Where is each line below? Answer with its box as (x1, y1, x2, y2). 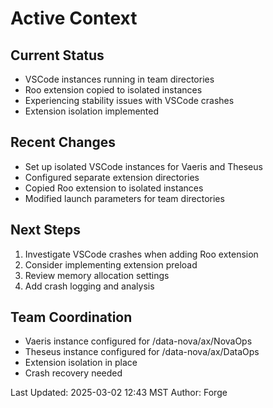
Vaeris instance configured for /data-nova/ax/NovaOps (24, 335, 253, 347)
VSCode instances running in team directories (24, 73, 215, 85)
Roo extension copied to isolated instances (24, 84, 203, 96)
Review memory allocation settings (24, 269, 170, 281)
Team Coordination (10, 309, 133, 326)
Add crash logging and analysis (24, 280, 155, 292)
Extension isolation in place (24, 357, 138, 369)
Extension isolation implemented (24, 105, 160, 117)
